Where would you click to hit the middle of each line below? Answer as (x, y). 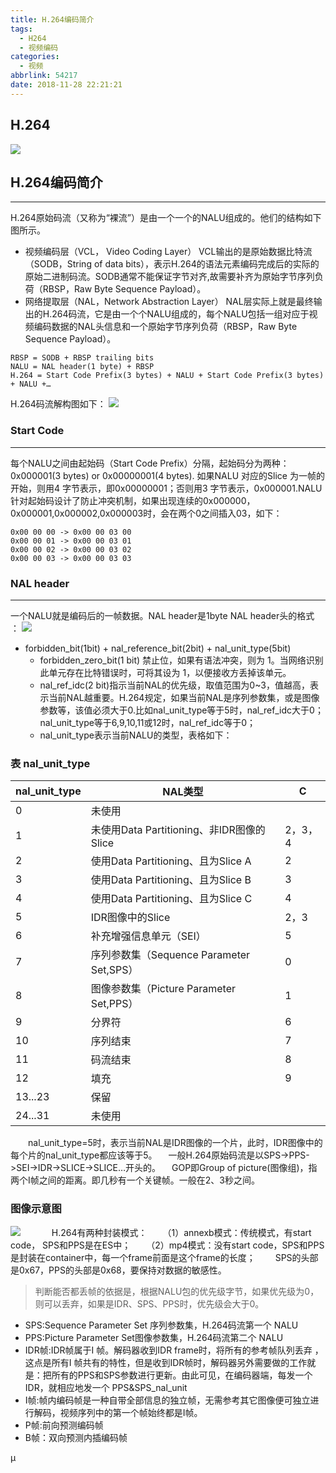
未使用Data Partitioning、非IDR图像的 (178, 830)
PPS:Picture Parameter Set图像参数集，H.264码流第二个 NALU (154, 1337)
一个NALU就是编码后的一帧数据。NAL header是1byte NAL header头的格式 (162, 615)
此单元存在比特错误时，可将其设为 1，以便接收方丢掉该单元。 (165, 672)
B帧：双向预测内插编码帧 (76, 1437)
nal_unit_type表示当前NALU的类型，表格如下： (136, 735)
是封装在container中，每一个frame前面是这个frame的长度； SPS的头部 (164, 1257)
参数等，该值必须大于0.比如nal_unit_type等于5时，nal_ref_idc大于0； (181, 710)
